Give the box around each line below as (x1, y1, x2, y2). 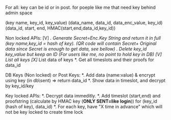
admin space (5, 10, 33, 16)
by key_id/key (5, 83, 34, 89)
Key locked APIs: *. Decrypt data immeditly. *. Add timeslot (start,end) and (5, 93, 161, 99)
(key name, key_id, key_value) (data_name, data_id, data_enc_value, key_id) (5, 20, 163, 26)
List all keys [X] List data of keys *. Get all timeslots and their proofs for (5, 57, 155, 63)
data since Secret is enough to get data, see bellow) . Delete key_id (5, 46, 147, 52)
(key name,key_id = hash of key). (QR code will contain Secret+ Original (5, 40, 157, 46)
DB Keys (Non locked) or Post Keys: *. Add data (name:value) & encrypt (5, 72, 156, 78)
